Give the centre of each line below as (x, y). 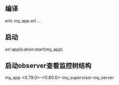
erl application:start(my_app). (35, 49)
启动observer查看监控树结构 (48, 66)
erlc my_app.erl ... (23, 20)
